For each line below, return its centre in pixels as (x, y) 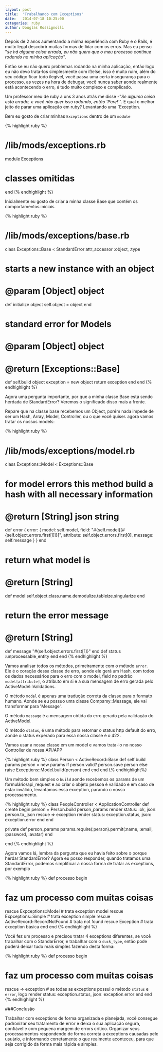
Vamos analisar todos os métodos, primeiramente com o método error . (76, 666)
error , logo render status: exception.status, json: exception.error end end (79, 994)
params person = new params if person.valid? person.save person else (76, 764)
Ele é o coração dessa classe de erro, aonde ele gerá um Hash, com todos (80, 671)
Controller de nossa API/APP (34, 750)
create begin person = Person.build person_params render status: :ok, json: (81, 809)
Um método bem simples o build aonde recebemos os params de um (75, 779)
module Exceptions (24, 159)
